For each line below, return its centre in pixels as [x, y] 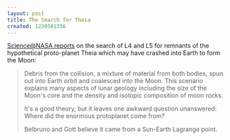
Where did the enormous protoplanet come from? [94, 116]
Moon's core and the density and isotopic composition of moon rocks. [124, 95]
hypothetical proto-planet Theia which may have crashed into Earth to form [114, 53]
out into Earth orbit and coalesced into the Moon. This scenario [113, 81]
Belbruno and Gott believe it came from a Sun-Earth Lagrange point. [121, 129]
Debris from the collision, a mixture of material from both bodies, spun [124, 73]
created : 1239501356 [37, 26]
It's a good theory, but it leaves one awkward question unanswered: [120, 109]
